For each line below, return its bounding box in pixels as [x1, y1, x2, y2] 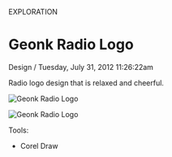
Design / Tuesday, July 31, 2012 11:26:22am [8, 62, 154, 72]
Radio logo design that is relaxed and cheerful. [8, 77, 165, 88]
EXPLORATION [8, 7, 58, 16]
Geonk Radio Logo [8, 36, 134, 54]
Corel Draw [19, 141, 58, 150]
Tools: [8, 125, 29, 135]
